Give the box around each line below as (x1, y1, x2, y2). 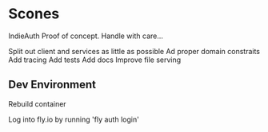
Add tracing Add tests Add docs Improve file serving (8, 55, 182, 64)
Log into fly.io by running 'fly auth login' (8, 115, 140, 124)
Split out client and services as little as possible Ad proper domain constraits (8, 46, 261, 56)
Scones (8, 5, 60, 23)
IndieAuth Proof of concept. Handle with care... (8, 31, 164, 41)
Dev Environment (8, 78, 97, 91)
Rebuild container (8, 99, 66, 108)
